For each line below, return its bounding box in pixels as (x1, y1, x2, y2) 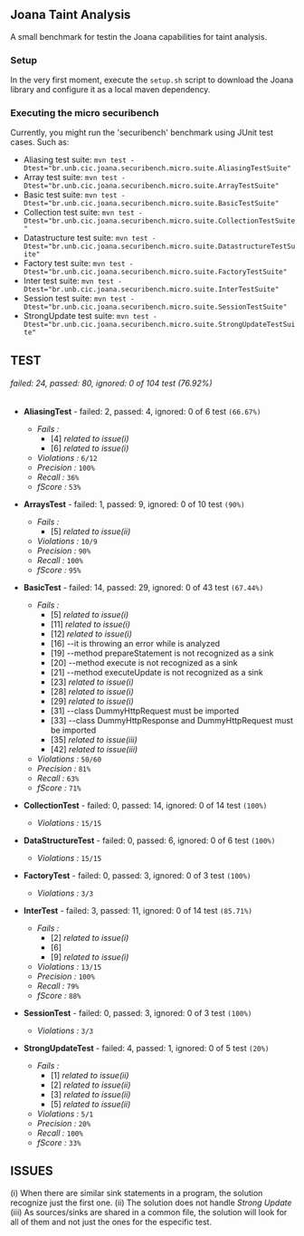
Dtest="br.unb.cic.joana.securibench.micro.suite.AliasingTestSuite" (23, 164, 292, 173)
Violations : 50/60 (36, 753, 102, 764)
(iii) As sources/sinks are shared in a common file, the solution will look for (10, 1206, 288, 1217)
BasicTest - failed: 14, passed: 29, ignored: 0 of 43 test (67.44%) (23, 582, 264, 592)
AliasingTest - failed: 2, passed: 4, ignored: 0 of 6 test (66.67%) (23, 407, 261, 417)
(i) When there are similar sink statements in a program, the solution (10, 1187, 263, 1198)
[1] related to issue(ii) (50, 1070, 129, 1080)
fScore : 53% (36, 482, 81, 492)
